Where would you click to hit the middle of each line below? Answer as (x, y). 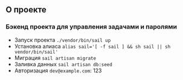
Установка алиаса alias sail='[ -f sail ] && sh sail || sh (92, 46)
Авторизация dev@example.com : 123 (58, 70)
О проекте (26, 10)
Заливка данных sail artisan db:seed (63, 64)
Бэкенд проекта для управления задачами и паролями (91, 27)
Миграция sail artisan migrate (55, 58)
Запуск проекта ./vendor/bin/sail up (63, 40)
